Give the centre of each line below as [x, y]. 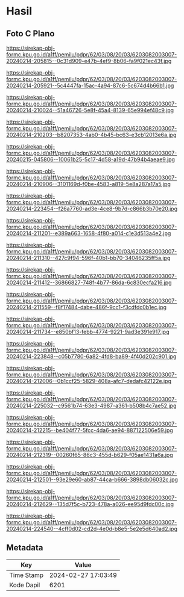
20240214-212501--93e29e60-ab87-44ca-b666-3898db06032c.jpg [92, 479]
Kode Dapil [25, 585]
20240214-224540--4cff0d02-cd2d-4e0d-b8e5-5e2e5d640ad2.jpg [92, 529]
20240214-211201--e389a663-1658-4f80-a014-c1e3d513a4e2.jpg [89, 233]
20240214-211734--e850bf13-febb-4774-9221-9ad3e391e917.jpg [88, 332]
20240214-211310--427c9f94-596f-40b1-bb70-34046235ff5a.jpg [88, 258]
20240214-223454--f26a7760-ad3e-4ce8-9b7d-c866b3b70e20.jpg [92, 208]
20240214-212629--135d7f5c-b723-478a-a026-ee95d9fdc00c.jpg [90, 504]
